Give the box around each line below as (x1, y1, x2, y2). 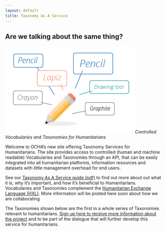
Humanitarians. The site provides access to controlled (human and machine (5, 149, 160, 155)
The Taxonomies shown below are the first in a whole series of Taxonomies (5, 206, 160, 212)
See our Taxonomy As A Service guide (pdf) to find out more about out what (5, 175, 162, 181)
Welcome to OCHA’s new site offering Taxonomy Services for (5, 144, 131, 150)
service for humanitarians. (5, 222, 59, 228)
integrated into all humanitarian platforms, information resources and (5, 160, 146, 166)
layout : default (5, 8, 39, 13)
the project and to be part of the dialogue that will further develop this (5, 216, 148, 222)
